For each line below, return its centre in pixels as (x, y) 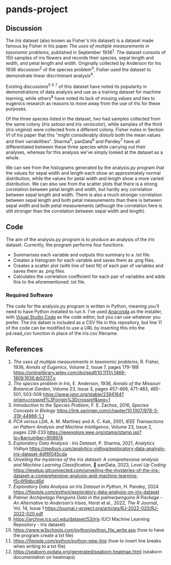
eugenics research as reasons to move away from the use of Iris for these (83, 104)
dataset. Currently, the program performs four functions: (65, 245)
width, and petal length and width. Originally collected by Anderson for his (84, 63)
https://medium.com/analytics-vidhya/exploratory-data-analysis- (97, 449)
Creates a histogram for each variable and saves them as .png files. (84, 260)
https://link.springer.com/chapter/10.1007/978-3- (108, 410)
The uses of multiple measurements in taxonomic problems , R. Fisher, (86, 362)
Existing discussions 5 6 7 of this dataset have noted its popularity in (76, 86)
